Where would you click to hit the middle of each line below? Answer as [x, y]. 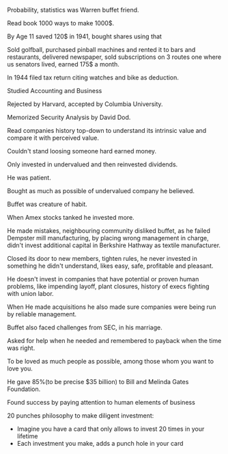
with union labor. [30, 293]
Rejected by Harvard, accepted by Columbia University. [85, 104]
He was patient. [29, 178]
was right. [21, 348]
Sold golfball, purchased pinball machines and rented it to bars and [101, 50]
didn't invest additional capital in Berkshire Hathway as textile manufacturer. [114, 245]
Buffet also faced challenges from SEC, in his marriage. [85, 327]
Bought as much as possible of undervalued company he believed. [101, 191]
